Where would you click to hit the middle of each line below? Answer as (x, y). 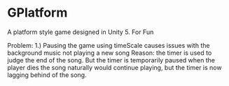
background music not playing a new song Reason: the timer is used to (110, 53)
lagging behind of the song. (47, 75)
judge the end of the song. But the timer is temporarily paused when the (111, 60)
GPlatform (37, 13)
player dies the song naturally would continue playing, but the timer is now (114, 67)
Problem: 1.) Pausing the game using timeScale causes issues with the (109, 45)
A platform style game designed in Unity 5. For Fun (81, 32)
